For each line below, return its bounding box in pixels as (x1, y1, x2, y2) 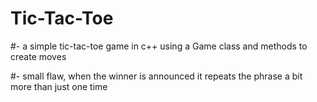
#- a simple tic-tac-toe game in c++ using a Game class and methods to (10, 40, 308, 52)
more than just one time (10, 80, 108, 92)
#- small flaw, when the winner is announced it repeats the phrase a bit (10, 70, 303, 82)
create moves (10, 50, 67, 62)
